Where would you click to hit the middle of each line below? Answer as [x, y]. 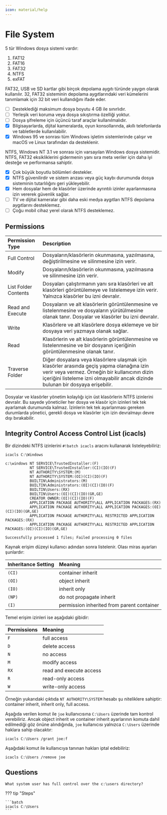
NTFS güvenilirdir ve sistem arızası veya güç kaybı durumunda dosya [83, 178]
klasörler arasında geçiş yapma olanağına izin [96, 366]
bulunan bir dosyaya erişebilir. [78, 385]
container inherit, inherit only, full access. [47, 704]
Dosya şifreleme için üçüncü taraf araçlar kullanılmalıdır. [70, 120]
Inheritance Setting [31, 564]
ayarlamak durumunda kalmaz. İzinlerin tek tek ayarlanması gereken [75, 407]
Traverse [18, 369]
